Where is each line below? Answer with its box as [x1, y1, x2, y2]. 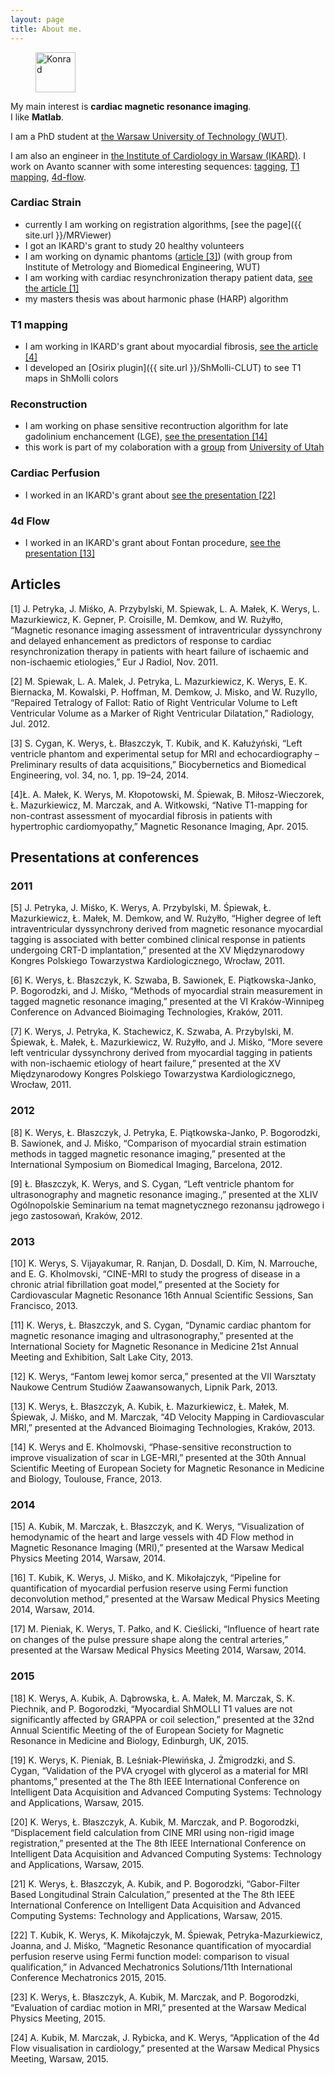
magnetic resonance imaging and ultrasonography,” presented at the [10, 1330, 294, 1342]
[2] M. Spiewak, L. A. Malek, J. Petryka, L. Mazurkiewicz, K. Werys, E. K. [10, 675, 308, 687]
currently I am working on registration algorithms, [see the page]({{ [24, 218, 302, 230]
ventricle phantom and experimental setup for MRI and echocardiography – [10, 747, 320, 760]
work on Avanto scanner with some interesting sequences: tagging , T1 [10, 160, 300, 172]
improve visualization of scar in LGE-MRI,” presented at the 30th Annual [10, 1452, 307, 1464]
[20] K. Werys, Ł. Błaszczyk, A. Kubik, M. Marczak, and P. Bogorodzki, [10, 1816, 300, 1828]
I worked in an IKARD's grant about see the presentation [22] [24, 489, 277, 501]
